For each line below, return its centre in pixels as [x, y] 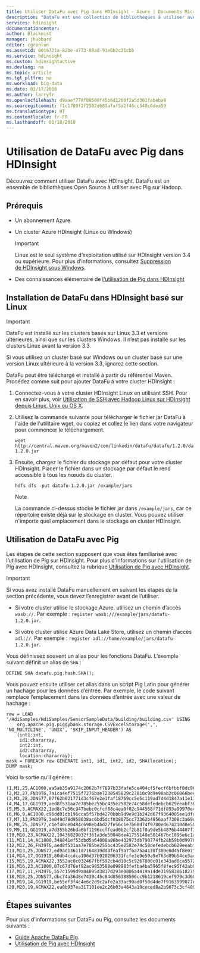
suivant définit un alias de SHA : [44, 662]
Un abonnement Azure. [43, 220]
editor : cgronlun [28, 45]
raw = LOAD [20, 714]
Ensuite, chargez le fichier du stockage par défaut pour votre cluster [99, 462]
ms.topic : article [29, 73]
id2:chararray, [38, 751]
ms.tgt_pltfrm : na [29, 78]
